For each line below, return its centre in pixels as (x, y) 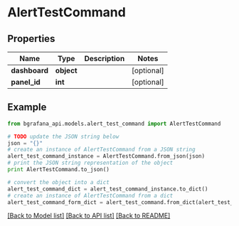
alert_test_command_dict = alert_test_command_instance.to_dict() (108, 189)
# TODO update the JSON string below (63, 136)
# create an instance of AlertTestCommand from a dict (90, 195)
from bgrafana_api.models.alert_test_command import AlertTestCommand (114, 124)
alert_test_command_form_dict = (55, 202)
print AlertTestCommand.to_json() (59, 170)
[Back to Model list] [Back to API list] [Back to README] (89, 216)
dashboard (30, 70)
